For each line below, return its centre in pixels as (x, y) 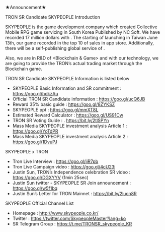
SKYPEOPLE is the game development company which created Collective (81, 27)
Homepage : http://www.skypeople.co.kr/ (55, 213)
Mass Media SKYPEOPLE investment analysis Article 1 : (70, 126)
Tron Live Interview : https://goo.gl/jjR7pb (55, 161)
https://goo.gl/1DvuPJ (35, 142)
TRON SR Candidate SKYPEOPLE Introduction (53, 17)
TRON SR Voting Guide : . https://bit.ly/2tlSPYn (61, 120)
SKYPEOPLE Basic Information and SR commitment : (67, 88)
